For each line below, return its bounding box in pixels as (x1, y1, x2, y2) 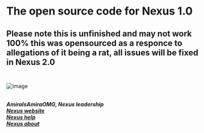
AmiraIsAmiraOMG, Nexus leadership (6, 101, 104, 107)
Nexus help (6, 114, 36, 121)
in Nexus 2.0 (6, 56, 55, 67)
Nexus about (6, 120, 40, 127)
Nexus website (6, 107, 45, 114)
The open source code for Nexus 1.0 (6, 4, 193, 18)
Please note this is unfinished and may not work (6, 29, 192, 39)
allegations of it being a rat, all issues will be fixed (6, 47, 199, 58)
